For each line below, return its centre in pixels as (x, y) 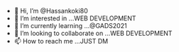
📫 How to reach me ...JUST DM (61, 41)
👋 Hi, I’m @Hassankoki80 (51, 11)
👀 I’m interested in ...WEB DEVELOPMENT (75, 18)
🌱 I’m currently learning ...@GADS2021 (70, 26)
